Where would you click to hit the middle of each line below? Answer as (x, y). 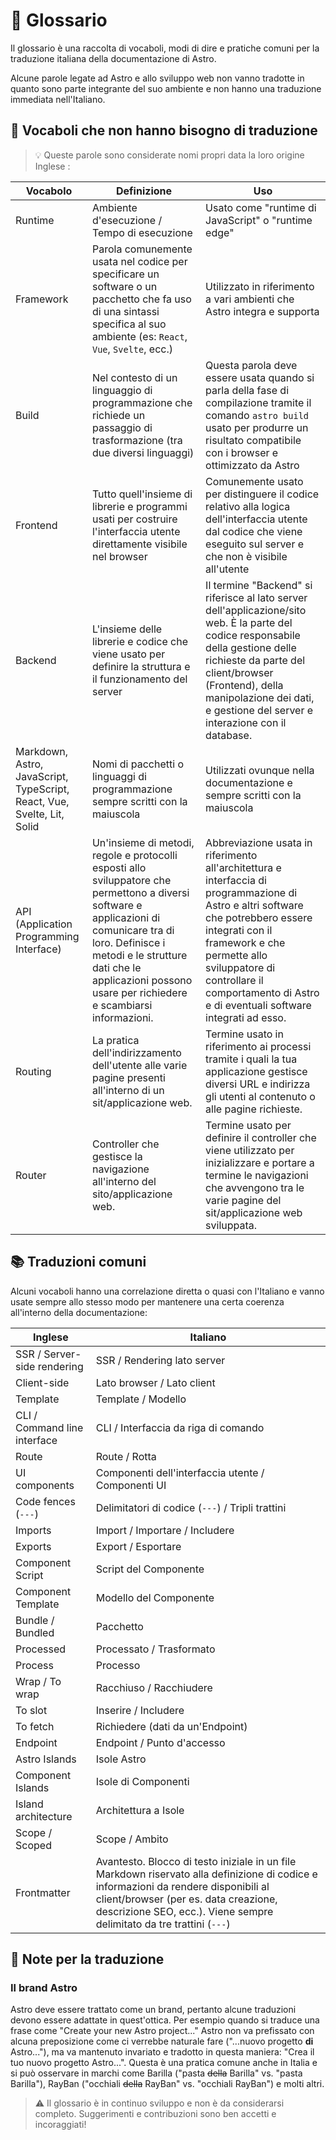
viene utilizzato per (250, 1150)
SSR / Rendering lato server (160, 1360)
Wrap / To (38, 1681)
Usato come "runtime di (261, 207)
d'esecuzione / (127, 220)
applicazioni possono (142, 980)
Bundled (35, 1632)
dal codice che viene (254, 531)
